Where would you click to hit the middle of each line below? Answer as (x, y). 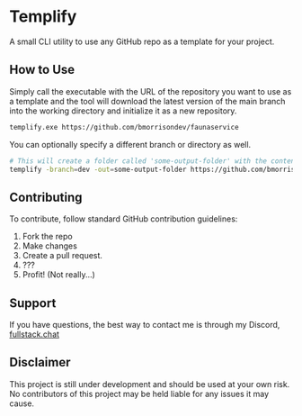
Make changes (50, 246)
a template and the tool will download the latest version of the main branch (147, 101)
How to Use (42, 70)
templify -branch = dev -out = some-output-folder (98, 169)
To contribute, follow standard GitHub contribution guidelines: (124, 219)
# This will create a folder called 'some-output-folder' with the (138, 161)
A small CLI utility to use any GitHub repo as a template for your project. (142, 41)
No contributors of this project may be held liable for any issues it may (139, 393)
